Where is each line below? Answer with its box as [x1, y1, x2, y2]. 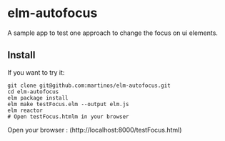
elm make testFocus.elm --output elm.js [7, 100, 130, 108]
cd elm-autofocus [7, 88, 59, 95]
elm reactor [7, 107, 43, 114]
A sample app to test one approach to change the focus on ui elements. [7, 28, 218, 37]
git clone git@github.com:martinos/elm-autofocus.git [7, 82, 171, 89]
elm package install [7, 94, 69, 101]
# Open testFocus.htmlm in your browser [7, 113, 130, 120]
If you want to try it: [7, 68, 65, 76]
